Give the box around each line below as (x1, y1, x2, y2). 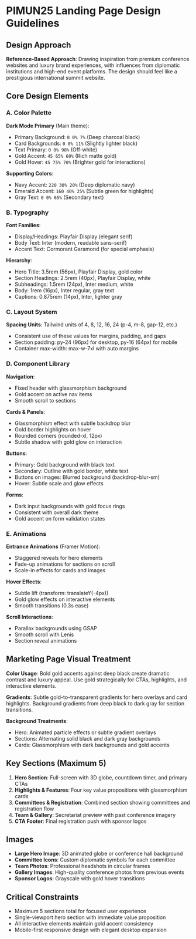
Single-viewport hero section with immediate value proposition (14, 914, 166, 921)
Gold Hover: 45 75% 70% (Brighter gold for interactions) (14, 158, 146, 165)
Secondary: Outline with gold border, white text (14, 467, 129, 474)
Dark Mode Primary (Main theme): (6, 122, 90, 129)
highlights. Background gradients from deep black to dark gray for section (6, 700, 185, 707)
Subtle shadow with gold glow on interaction (14, 438, 122, 445)
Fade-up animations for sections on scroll (14, 560, 115, 568)
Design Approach (6, 40, 71, 50)
